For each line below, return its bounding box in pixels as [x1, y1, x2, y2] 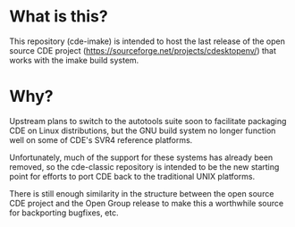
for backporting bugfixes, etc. [9, 207, 119, 218]
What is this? [9, 6, 109, 27]
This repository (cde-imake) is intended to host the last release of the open [9, 36, 286, 46]
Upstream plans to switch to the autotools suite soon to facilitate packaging [9, 115, 287, 126]
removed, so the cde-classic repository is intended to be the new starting [9, 161, 280, 172]
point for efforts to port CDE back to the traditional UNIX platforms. [9, 171, 256, 181]
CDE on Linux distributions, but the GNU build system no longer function [9, 125, 276, 136]
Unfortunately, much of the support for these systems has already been [9, 152, 274, 163]
